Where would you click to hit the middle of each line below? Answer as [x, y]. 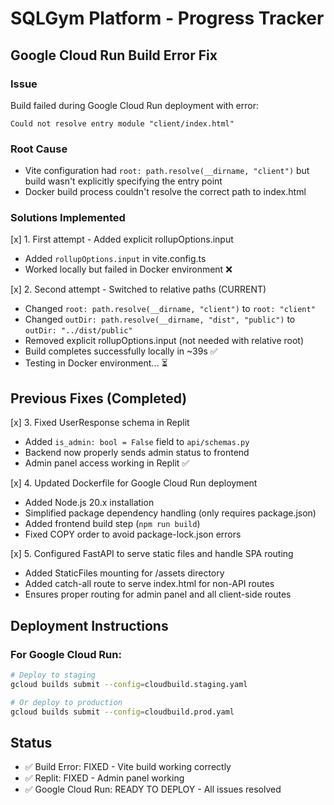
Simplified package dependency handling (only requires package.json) [170, 513]
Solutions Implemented [68, 218]
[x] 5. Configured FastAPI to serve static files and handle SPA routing [152, 554]
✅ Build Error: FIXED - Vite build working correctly [128, 767]
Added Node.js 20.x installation [89, 503]
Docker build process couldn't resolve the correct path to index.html [165, 192]
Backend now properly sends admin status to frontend [137, 453]
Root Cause [39, 149]
